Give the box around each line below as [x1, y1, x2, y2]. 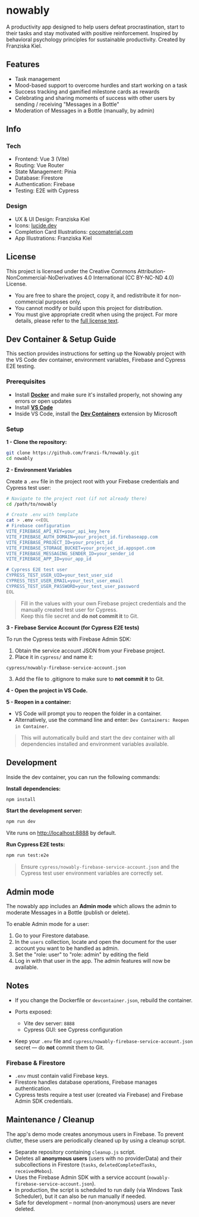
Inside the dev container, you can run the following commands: [6, 773, 160, 780]
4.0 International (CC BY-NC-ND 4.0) [84, 274, 174, 281]
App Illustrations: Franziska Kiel [14, 234, 92, 242]
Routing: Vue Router [14, 162, 64, 169]
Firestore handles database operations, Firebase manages [14, 1078, 157, 1086]
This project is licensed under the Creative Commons [6, 267, 137, 274]
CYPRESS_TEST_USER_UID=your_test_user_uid [6, 572, 113, 578]
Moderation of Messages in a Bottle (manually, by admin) [14, 107, 155, 114]
